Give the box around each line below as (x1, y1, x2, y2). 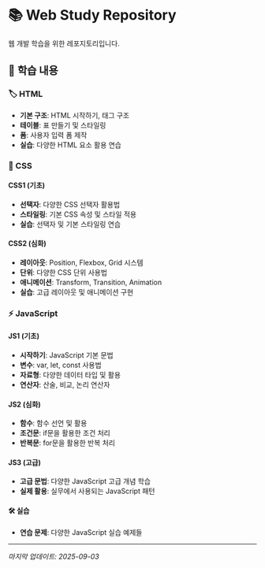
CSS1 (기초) (8, 180, 46, 190)
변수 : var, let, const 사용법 (19, 360, 102, 370)
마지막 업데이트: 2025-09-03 (8, 551, 100, 561)
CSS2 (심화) (8, 239, 47, 248)
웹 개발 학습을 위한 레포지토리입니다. (8, 39, 120, 48)
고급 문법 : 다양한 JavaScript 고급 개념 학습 (19, 477, 151, 486)
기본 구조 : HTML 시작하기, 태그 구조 (19, 110, 130, 120)
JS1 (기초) (8, 332, 40, 341)
